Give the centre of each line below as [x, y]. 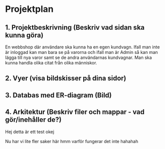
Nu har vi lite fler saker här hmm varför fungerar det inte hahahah [72, 141]
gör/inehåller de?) [33, 120]
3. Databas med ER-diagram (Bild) [58, 95]
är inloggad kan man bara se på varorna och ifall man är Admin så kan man [82, 52]
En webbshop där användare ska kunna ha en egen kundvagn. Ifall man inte [82, 47]
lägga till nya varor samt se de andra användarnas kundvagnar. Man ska [79, 57]
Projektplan [29, 9]
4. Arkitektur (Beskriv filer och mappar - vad [75, 112]
